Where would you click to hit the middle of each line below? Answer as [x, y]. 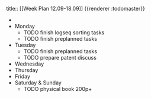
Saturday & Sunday [38, 83]
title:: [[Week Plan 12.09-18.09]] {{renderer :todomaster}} [75, 9]
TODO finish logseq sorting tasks [64, 32]
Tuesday [25, 45]
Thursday [26, 70]
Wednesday [29, 64]
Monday [25, 26]
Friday [23, 76]
